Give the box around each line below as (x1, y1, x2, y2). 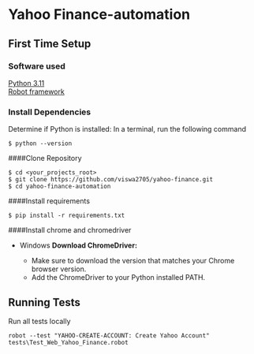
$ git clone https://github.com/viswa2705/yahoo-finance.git (8, 176, 214, 184)
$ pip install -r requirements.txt (8, 211, 125, 220)
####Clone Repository (8, 154, 82, 163)
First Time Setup (8, 37, 92, 50)
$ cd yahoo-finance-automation (8, 183, 111, 191)
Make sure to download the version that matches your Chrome (31, 256, 235, 266)
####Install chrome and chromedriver (8, 225, 132, 235)
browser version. (31, 264, 87, 274)
